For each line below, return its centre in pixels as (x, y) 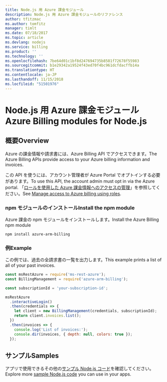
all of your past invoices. (30, 265)
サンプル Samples (32, 355)
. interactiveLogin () (31, 302)
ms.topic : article (24, 38)
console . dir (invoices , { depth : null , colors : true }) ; (74, 334)
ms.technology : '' (24, 56)
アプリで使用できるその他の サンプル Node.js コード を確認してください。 (80, 369)
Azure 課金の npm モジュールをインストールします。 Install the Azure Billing (82, 219)
